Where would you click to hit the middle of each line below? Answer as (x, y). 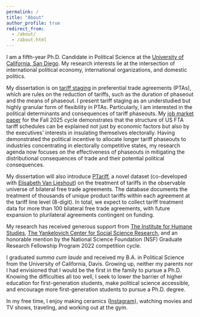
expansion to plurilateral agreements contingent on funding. (80, 215)
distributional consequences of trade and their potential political (85, 158)
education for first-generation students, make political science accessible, (98, 283)
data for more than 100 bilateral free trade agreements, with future (88, 208)
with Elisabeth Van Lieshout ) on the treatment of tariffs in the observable (96, 183)
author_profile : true (33, 23)
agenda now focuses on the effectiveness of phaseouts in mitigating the (95, 152)
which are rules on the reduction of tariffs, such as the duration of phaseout (100, 94)
